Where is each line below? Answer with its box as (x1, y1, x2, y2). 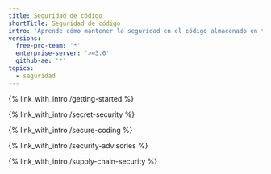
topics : (8, 64, 35, 72)
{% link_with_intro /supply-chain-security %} (8, 156, 158, 166)
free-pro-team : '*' (15, 42, 81, 50)
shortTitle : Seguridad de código (8, 19, 121, 27)
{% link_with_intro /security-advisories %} (8, 140, 148, 150)
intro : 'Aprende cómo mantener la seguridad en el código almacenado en (8, 27, 258, 35)
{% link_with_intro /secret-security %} (8, 110, 135, 119)
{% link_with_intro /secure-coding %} (8, 125, 133, 135)
